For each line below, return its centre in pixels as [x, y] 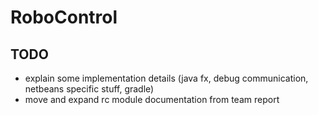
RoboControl [64, 17]
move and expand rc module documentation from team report [152, 99]
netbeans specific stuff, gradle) [89, 89]
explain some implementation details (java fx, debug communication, [166, 78]
